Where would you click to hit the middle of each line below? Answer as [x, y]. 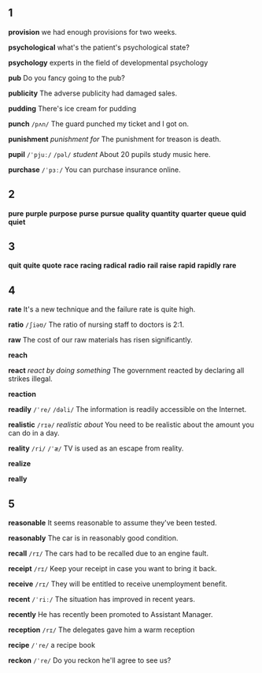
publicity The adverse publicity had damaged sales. [93, 93]
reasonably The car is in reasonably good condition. [93, 538]
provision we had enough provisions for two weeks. [92, 32]
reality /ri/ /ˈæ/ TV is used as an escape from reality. [96, 448]
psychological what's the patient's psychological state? [99, 47]
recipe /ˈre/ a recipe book [52, 645]
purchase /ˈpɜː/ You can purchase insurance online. [94, 170]
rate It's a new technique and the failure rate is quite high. [102, 309]
